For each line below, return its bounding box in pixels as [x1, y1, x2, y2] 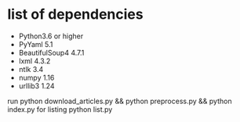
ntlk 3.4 [18, 64, 44, 74]
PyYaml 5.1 [18, 39, 53, 48]
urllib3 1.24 [18, 81, 55, 91]
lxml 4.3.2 [18, 56, 51, 66]
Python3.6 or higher [18, 31, 84, 41]
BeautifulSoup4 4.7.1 [18, 48, 85, 57]
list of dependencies [7, 5, 144, 23]
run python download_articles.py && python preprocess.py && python [7, 96, 232, 106]
